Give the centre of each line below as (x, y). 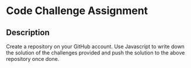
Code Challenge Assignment (77, 11)
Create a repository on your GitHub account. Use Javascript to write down (95, 46)
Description (28, 33)
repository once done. (33, 59)
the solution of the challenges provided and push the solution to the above (95, 53)
